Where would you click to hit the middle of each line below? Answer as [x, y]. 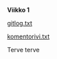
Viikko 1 [18, 10]
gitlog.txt [20, 23]
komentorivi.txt [28, 36]
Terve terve [23, 50]
